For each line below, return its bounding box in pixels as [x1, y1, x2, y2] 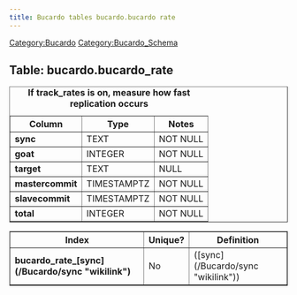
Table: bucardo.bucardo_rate [9, 63, 174, 78]
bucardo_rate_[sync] [14, 254, 104, 267]
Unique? [148, 234, 185, 246]
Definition [216, 234, 260, 246]
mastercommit [14, 178, 78, 190]
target [14, 163, 42, 175]
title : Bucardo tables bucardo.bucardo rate [9, 12, 176, 22]
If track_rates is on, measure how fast [27, 87, 191, 99]
